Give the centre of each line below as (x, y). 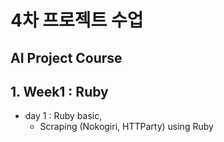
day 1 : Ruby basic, (63, 116)
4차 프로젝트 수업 (77, 20)
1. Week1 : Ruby (59, 91)
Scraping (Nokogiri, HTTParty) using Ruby (126, 127)
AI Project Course (66, 57)
